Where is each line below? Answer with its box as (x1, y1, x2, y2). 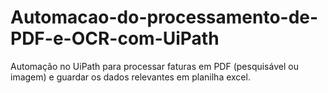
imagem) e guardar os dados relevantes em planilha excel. (10, 71, 251, 83)
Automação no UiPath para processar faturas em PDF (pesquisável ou (10, 60, 299, 72)
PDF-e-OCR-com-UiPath (10, 27, 220, 50)
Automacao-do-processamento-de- (10, 6, 319, 29)
